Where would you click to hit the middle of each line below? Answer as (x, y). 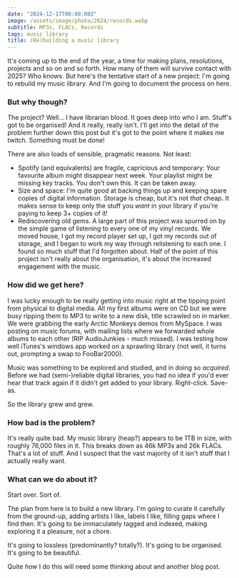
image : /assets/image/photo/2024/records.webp (78, 21)
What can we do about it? (52, 479)
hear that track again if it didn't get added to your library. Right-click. (108, 382)
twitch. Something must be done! (56, 141)
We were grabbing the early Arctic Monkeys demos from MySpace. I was (115, 323)
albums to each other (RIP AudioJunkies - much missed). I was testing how (118, 338)
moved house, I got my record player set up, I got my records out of (117, 236)
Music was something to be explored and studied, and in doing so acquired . (119, 367)
